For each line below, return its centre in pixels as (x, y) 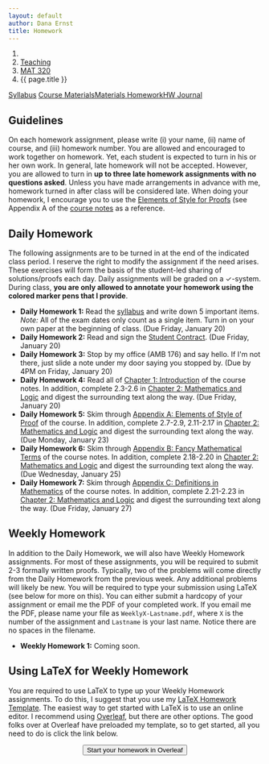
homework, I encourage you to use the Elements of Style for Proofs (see (128, 200)
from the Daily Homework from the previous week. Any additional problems (133, 579)
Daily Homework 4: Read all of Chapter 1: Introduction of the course (133, 380)
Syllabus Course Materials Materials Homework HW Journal (106, 95)
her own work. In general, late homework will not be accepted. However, (128, 165)
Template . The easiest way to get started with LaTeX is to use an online (126, 708)
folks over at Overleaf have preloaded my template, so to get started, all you (134, 725)
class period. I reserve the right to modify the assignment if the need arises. (134, 262)
